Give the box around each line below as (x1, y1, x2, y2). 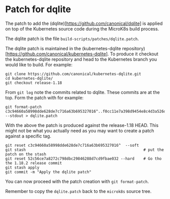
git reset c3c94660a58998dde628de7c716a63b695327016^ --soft (5, 143, 139, 148)
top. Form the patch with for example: (5, 94, 84, 101)
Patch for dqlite (5, 4, 71, 15)
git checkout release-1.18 (5, 80, 62, 85)
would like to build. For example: (5, 61, 73, 68)
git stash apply (5, 165, 39, 170)
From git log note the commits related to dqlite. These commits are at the (5, 89, 160, 95)
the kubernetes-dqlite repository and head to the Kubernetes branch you (5, 56, 157, 62)
